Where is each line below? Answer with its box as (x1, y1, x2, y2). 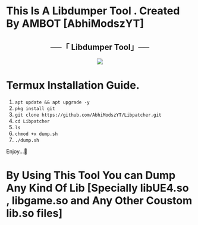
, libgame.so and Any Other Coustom (6, 194, 193, 208)
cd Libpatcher (14, 118, 50, 124)
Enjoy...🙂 (6, 148, 28, 155)
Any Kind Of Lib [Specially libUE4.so (6, 182, 189, 195)
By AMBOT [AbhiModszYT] (6, 17, 144, 30)
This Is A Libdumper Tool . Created (6, 4, 180, 18)
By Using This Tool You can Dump (6, 168, 176, 182)
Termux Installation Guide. (6, 79, 140, 92)
